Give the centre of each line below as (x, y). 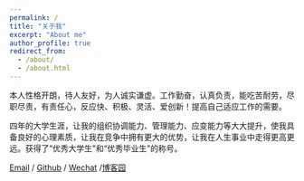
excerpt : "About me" (48, 34)
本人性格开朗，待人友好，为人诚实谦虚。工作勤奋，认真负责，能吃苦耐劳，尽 (152, 95)
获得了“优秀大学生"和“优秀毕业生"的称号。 (104, 148)
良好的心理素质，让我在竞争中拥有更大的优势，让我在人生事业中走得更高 (152, 137)
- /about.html (44, 69)
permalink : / (34, 18)
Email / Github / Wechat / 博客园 (68, 167)
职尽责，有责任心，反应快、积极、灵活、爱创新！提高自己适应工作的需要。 (148, 106)
